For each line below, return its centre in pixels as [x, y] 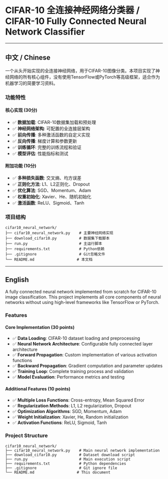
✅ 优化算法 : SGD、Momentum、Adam [52, 190]
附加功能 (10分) [21, 166]
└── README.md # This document [58, 472]
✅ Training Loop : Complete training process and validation [73, 371]
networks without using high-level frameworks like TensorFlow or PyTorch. [82, 302]
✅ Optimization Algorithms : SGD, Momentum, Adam [67, 411]
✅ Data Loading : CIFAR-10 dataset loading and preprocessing [76, 338]
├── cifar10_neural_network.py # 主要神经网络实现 [59, 233]
